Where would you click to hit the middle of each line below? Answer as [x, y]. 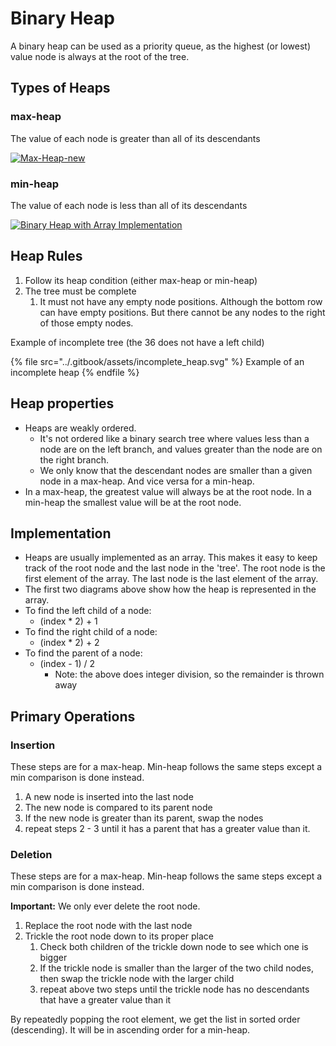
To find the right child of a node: [91, 632]
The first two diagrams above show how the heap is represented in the [170, 589]
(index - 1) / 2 [67, 664]
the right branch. [74, 459]
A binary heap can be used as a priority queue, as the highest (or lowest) [161, 46]
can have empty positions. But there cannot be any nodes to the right [182, 312]
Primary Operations [73, 716]
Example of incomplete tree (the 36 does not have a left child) [137, 342]
